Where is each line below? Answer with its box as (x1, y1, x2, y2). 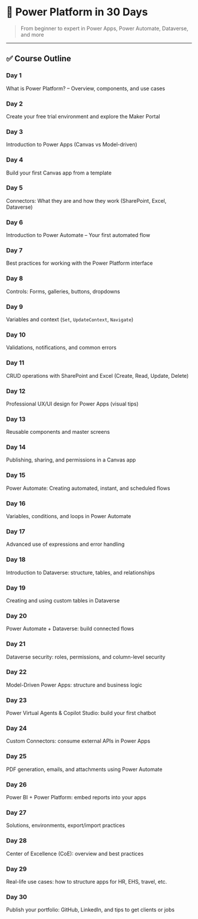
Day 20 (6, 611, 28, 620)
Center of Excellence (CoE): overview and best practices (6, 850, 144, 857)
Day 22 (6, 668, 27, 676)
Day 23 (6, 696, 27, 704)
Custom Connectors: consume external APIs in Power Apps (6, 737, 150, 745)
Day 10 (6, 330, 26, 338)
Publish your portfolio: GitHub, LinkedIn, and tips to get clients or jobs (6, 906, 175, 913)
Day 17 (6, 528, 25, 535)
